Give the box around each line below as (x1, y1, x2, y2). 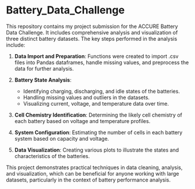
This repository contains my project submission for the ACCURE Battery (6, 23, 179, 30)
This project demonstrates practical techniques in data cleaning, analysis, (6, 164, 183, 171)
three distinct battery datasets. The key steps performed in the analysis (6, 35, 178, 42)
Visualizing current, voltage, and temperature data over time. (23, 100, 169, 107)
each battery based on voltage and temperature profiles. (14, 117, 151, 124)
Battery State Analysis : (14, 76, 72, 83)
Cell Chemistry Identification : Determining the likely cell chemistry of (14, 111, 182, 118)
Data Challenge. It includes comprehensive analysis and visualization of (6, 29, 178, 36)
